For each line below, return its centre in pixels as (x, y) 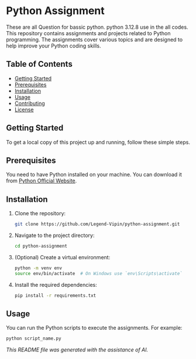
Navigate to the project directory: (54, 235)
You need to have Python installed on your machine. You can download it (94, 175)
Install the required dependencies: (56, 285)
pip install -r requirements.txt (55, 295)
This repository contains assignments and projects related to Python (88, 33)
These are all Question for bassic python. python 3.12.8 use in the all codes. (97, 27)
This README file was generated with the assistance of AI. (77, 350)
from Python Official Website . (42, 181)
